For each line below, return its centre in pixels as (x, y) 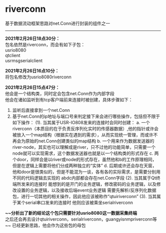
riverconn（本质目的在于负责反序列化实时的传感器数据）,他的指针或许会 (85, 129)
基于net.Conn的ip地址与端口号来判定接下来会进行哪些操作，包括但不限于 (86, 116)
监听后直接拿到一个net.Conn (41, 110)
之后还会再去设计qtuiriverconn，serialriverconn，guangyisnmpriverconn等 (81, 219)
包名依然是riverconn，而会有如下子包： (45, 44)
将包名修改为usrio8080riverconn (38, 77)
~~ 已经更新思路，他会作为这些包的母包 (45, 225)
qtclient (13, 55)
